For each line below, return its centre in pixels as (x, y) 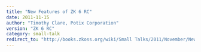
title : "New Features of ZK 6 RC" (49, 12)
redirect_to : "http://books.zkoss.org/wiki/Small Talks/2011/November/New (101, 39)
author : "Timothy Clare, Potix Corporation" (63, 23)
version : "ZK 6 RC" (31, 28)
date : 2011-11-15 (28, 17)
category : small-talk (33, 34)
